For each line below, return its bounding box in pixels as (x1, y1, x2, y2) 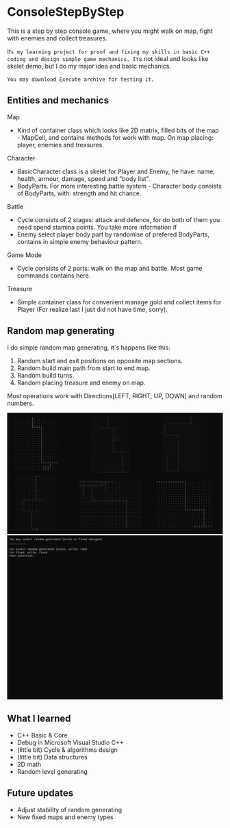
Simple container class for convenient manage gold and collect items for (16, 297, 222, 306)
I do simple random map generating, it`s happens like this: (7, 343, 170, 352)
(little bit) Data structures (16, 753, 88, 761)
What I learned (7, 713, 71, 724)
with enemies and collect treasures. (7, 34, 107, 42)
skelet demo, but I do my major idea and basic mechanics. (7, 62, 171, 70)
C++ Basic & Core (16, 731, 68, 739)
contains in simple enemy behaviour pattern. (16, 237, 143, 245)
